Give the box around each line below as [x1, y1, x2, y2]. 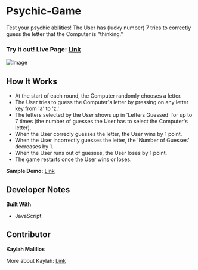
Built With [6, 201, 32, 208]
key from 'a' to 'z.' [14, 105, 60, 112]
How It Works [6, 76, 58, 86]
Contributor [6, 229, 51, 240]
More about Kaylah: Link [6, 257, 66, 264]
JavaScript [14, 212, 42, 219]
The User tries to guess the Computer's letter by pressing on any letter [14, 99, 189, 106]
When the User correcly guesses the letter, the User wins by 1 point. [14, 131, 182, 138]
